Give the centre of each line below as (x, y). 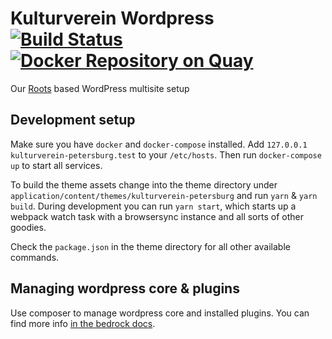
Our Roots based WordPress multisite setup (100, 88)
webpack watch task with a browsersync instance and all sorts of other (157, 216)
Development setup (73, 120)
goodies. (28, 227)
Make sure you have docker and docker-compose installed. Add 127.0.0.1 (159, 144)
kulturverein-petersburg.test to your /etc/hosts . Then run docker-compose (166, 154)
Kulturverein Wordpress (112, 18)
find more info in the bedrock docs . (83, 323)
